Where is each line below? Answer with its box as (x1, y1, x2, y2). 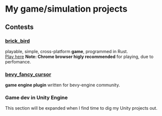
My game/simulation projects (5, 3, 128, 15)
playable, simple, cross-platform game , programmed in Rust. (5, 48, 128, 54)
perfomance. (5, 58, 31, 64)
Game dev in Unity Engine (5, 94, 68, 101)
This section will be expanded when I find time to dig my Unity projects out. (5, 105, 158, 111)
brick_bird (5, 38, 30, 44)
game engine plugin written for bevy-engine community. (5, 82, 120, 88)
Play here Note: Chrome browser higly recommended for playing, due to (5, 54, 154, 59)
